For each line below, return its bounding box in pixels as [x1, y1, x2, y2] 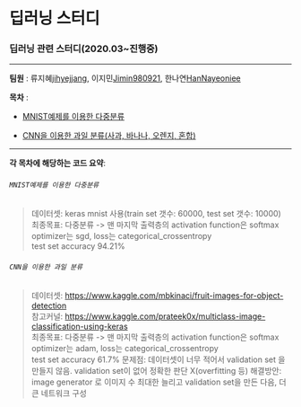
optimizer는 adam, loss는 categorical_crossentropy [30, 342, 219, 353]
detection [30, 300, 67, 311]
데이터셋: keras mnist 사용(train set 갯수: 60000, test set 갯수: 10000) [30, 208, 282, 218]
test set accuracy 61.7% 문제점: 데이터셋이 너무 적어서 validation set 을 [30, 354, 286, 365]
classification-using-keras [30, 321, 128, 332]
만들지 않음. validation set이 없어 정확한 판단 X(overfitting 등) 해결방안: [30, 365, 282, 376]
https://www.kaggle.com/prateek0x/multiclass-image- [64, 311, 266, 322]
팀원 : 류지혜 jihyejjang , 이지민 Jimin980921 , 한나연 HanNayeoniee [9, 73, 241, 84]
